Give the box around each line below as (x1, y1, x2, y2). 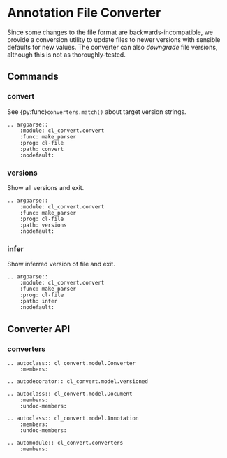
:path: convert (20, 145, 64, 152)
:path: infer (20, 298, 58, 305)
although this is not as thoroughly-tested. (7, 50, 126, 59)
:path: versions (20, 222, 68, 229)
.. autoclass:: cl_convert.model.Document (7, 390, 133, 397)
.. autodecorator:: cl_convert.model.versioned (7, 378, 149, 385)
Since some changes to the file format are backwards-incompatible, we (7, 28, 213, 36)
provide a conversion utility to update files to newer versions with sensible (7, 35, 221, 43)
